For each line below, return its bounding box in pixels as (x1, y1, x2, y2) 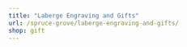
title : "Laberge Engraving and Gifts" (8, 11, 139, 20)
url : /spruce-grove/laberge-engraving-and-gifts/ (8, 19, 180, 27)
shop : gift (8, 26, 45, 34)
